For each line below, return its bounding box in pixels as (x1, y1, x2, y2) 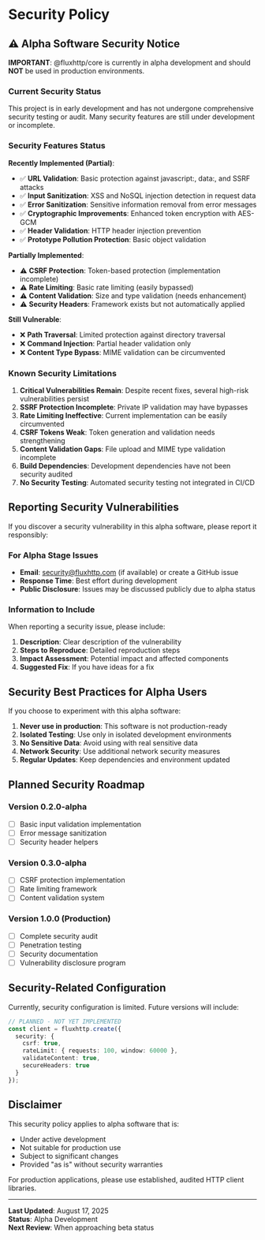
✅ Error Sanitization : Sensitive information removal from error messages (19, 200, 257, 209)
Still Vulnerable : (8, 314, 62, 324)
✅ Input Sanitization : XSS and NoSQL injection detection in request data (19, 191, 256, 200)
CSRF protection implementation (19, 876, 126, 885)
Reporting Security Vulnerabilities (8, 501, 180, 514)
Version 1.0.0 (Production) (8, 913, 111, 924)
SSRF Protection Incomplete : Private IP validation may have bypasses (19, 402, 248, 412)
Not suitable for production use (19, 1142, 121, 1152)
